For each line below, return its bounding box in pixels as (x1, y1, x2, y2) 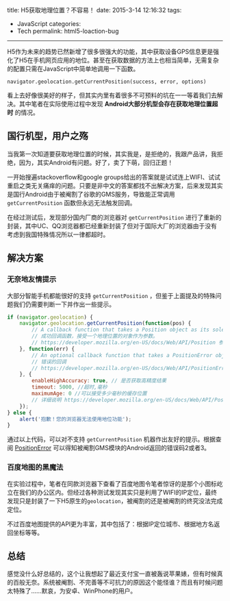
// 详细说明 (31, 396, 62, 403)
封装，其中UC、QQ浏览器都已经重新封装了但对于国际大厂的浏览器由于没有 (7, 221, 218, 230)
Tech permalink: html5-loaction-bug (16, 27, 119, 35)
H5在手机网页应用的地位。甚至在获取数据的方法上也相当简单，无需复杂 (18, 56, 219, 64)
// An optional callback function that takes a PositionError (31, 352, 213, 358)
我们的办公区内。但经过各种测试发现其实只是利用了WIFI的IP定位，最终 (18, 488, 218, 496)
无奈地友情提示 (7, 275, 57, 284)
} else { (7, 409, 32, 416)
